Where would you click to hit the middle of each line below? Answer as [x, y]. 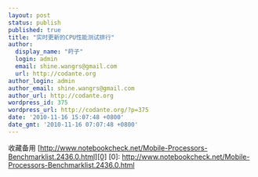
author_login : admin [42, 81]
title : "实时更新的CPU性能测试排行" [62, 37]
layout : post [29, 15]
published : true [35, 30]
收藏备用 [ [24, 148]
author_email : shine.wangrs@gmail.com [71, 88]
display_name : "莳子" [49, 52]
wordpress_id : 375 [38, 103]
